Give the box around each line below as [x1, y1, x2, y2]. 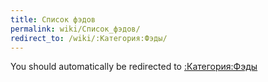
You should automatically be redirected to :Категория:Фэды [10, 61, 258, 73]
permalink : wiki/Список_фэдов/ [10, 24, 141, 34]
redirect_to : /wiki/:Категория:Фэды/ [10, 33, 168, 43]
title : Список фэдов [10, 14, 97, 25]
